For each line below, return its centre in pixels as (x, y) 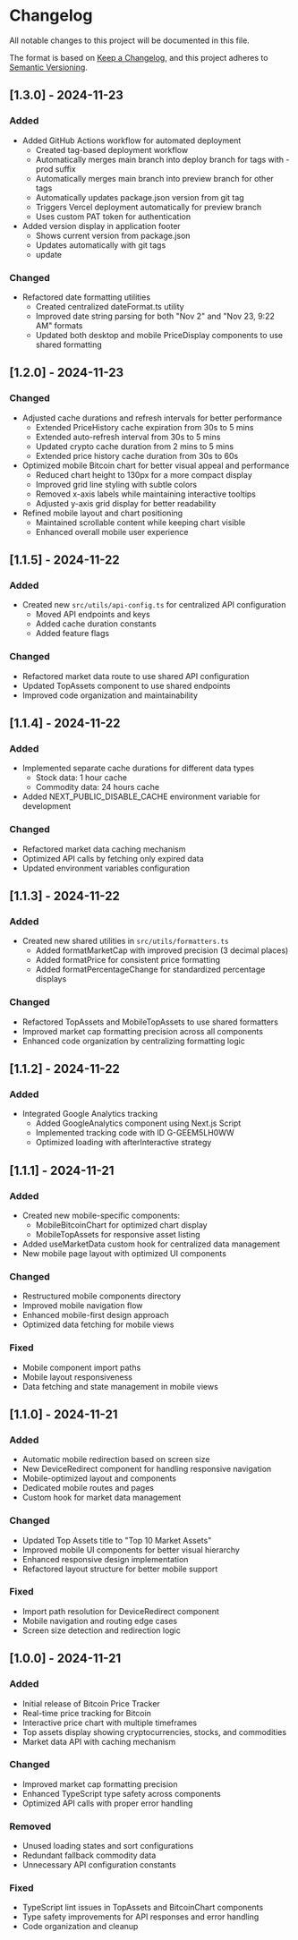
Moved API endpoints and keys (93, 615)
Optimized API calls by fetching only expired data (113, 858)
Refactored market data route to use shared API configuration (136, 676)
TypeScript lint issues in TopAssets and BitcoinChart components (143, 1908)
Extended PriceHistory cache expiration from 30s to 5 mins (145, 427)
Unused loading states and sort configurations (108, 1846)
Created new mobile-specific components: (101, 1215)
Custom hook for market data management (102, 1498)
